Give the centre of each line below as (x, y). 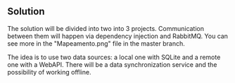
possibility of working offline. (49, 72)
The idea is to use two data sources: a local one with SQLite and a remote (114, 57)
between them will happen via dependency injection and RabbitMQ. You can (118, 36)
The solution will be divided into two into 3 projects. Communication (106, 28)
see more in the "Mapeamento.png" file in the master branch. (96, 43)
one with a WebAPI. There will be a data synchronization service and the (112, 64)
